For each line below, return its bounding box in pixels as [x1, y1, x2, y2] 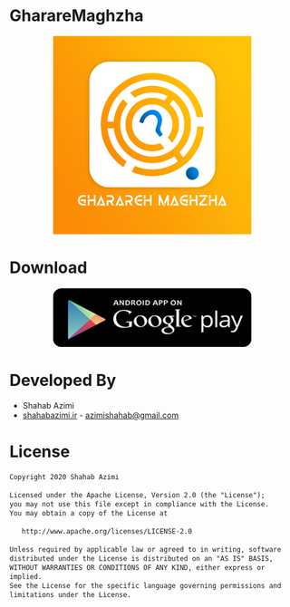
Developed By [9, 371, 117, 390]
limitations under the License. [9, 590, 131, 599]
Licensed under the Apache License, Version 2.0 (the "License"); [9, 490, 266, 499]
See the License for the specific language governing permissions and [9, 581, 282, 590]
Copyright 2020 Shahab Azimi [9, 472, 120, 481]
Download [9, 257, 88, 278]
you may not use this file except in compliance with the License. [9, 499, 270, 508]
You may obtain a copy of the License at [9, 508, 169, 517]
